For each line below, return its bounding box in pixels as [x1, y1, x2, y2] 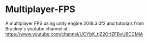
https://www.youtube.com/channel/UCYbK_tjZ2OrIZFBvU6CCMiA [5, 31, 143, 37]
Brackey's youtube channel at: [5, 25, 69, 31]
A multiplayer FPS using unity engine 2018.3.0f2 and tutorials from [5, 20, 144, 26]
